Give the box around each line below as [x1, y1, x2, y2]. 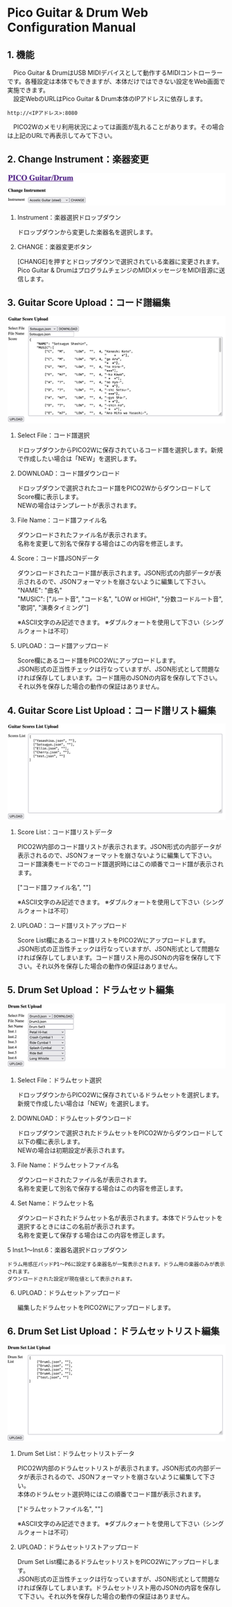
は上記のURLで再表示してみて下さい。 [7, 132, 116, 139]
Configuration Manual [7, 19, 136, 35]
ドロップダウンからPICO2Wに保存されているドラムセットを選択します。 [17, 1090, 223, 1099]
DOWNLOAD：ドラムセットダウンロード [17, 1114, 133, 1122]
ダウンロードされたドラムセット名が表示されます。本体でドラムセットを [17, 1213, 223, 1222]
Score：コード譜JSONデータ [17, 554, 100, 563]
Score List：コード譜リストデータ [17, 827, 113, 836]
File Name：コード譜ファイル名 [17, 516, 107, 525]
